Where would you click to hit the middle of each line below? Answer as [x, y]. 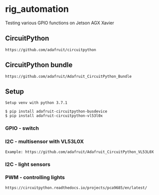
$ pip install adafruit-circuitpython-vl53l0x [54, 116]
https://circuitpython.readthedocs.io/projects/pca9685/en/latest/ [76, 188]
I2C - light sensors [28, 164]
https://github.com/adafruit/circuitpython [51, 50]
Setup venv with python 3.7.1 [36, 103]
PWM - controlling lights [35, 178]
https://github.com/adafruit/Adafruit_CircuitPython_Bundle [69, 76]
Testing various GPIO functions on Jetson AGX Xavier [60, 23]
